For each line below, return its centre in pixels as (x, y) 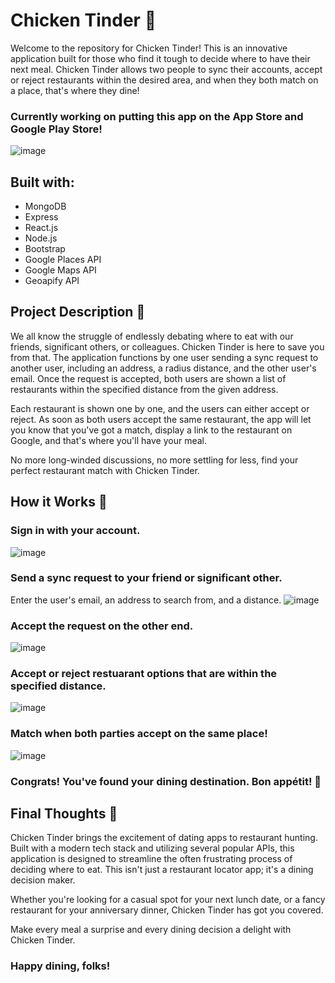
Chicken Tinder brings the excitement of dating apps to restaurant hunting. (164, 838)
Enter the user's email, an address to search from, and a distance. (146, 600)
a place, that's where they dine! (75, 90)
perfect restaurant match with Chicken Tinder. (105, 470)
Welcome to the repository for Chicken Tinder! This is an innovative (149, 48)
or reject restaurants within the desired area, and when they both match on (164, 80)
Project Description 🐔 (78, 312)
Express (41, 217)
